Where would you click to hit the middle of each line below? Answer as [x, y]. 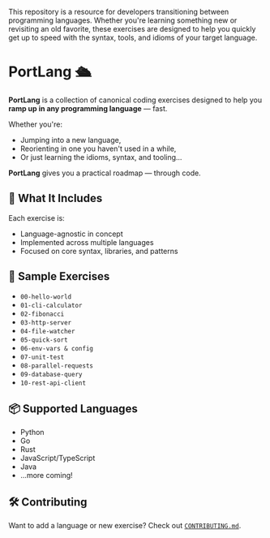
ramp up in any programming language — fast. [88, 108]
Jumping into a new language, [71, 140]
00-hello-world [46, 297]
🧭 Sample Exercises [59, 276]
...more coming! [46, 476]
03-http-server [46, 323]
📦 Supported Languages [73, 409]
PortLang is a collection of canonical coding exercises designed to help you [135, 100]
